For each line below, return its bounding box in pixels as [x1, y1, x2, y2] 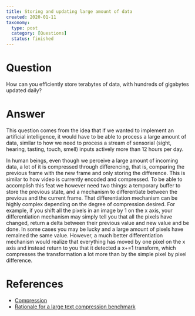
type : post [11, 25, 38, 31]
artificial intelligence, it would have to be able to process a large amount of [6, 133, 187, 140]
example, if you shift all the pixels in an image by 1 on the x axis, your [6, 207, 173, 214]
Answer [6, 107, 45, 121]
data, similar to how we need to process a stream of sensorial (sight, [6, 139, 172, 146]
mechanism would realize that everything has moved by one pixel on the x [6, 238, 186, 245]
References [6, 277, 63, 291]
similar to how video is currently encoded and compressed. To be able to [6, 176, 183, 183]
